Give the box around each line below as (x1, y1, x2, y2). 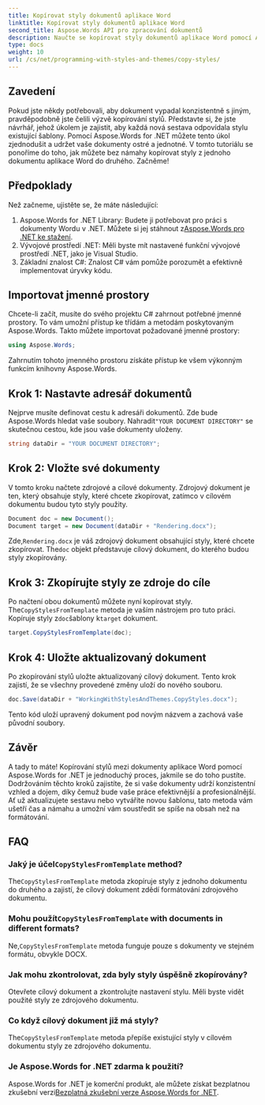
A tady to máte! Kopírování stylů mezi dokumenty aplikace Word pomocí (8, 762, 242, 771)
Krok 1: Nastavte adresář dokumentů (8, 387, 192, 400)
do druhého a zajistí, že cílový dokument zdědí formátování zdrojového (8, 885, 239, 894)
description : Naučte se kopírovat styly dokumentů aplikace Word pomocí (8, 33, 252, 42)
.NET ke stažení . (19, 232, 73, 242)
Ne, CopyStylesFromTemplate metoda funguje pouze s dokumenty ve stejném (8, 941, 255, 950)
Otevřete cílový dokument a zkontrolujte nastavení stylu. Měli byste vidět (8, 987, 244, 996)
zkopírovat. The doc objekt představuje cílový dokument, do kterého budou (8, 545, 249, 554)
